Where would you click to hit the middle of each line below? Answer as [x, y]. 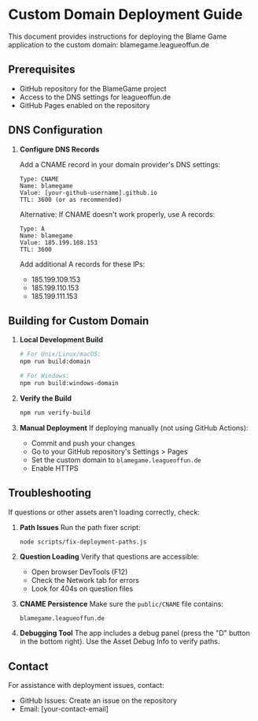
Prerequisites [42, 70]
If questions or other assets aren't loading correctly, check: [104, 512]
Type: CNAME [39, 179]
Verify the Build [46, 398]
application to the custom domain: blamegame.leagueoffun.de [109, 44]
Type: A [32, 229]
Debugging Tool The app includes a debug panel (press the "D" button [135, 633]
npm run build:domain [55, 362]
